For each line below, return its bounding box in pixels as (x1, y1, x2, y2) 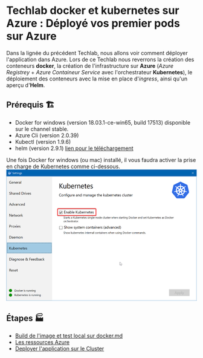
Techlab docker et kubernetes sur (6, 4, 179, 18)
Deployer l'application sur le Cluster (14, 345, 105, 353)
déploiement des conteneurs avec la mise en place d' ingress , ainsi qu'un (6, 75, 188, 82)
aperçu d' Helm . (6, 81, 45, 88)
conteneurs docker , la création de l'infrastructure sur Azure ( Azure (6, 62, 174, 70)
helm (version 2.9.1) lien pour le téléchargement (14, 145, 134, 152)
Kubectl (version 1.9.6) (14, 138, 71, 145)
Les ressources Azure (14, 339, 70, 346)
